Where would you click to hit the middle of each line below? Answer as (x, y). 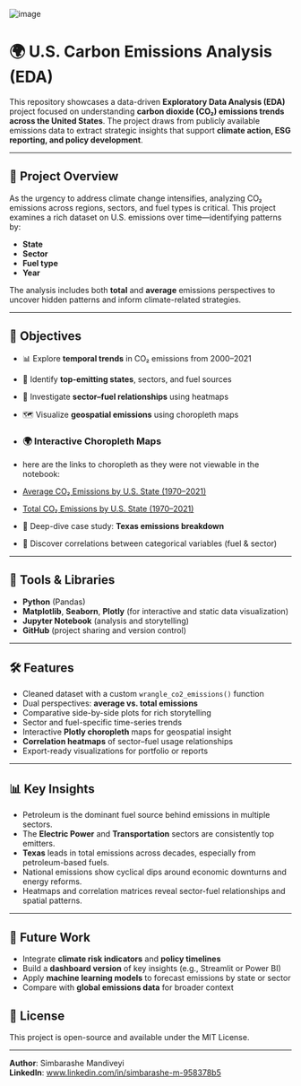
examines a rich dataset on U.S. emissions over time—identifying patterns (146, 217)
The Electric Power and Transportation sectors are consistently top (148, 834)
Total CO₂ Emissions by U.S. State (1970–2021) (108, 508)
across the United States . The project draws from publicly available (135, 120)
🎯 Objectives (46, 336)
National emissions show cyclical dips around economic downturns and (154, 872)
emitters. (39, 844)
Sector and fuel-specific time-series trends (102, 723)
